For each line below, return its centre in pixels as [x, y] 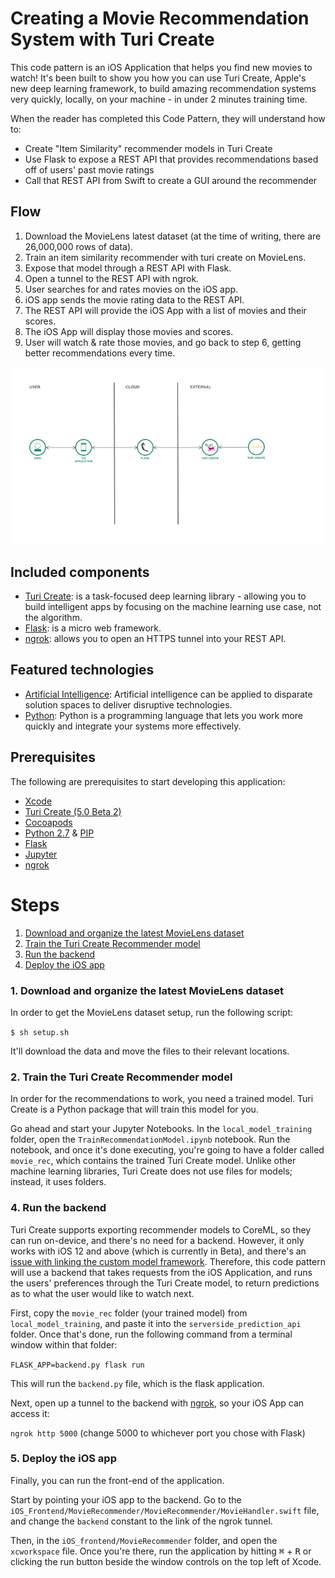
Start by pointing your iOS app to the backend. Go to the [126, 1499]
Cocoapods [48, 822]
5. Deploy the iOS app [63, 1459]
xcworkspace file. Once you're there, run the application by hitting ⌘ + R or [161, 1551]
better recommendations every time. [100, 353]
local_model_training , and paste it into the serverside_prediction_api [156, 1323]
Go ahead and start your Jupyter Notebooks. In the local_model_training [161, 1129]
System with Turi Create [112, 39]
